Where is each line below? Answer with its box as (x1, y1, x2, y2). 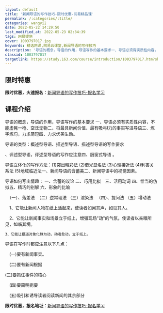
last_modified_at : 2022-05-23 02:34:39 (5, 30, 86, 34)
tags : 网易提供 (5, 34, 33, 39)
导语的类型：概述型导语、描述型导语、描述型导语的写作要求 (5, 141, 124, 147)
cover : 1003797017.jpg (5, 39, 51, 44)
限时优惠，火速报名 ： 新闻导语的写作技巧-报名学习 (5, 90, 105, 95)
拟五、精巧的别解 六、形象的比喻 (5, 184, 70, 190)
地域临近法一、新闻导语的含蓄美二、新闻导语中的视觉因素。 (20, 168, 140, 173)
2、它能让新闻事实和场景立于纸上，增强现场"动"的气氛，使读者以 (9, 215, 139, 221)
